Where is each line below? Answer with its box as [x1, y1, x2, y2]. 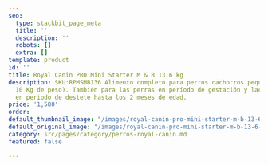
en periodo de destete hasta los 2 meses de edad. [15, 93, 187, 101]
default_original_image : [8, 123, 91, 131]
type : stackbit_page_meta [15, 19, 102, 27]
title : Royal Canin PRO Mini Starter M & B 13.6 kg [8, 71, 183, 79]
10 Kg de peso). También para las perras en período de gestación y [15, 85, 248, 94]
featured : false [8, 137, 62, 146]
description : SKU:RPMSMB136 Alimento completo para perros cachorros [8, 78, 245, 86]
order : [8, 108, 30, 116]
